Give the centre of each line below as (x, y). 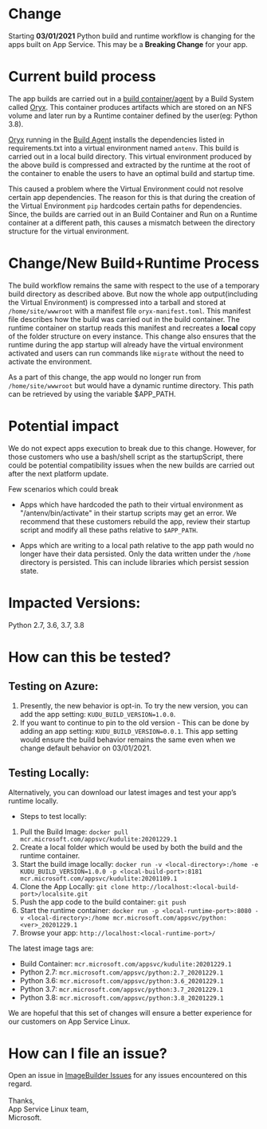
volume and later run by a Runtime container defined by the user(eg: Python (133, 116)
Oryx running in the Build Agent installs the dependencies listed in (116, 139)
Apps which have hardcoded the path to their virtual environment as (132, 504)
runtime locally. (33, 801)
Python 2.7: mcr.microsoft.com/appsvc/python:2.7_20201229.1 (122, 972)
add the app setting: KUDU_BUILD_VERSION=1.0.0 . (98, 714)
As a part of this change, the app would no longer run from (105, 377)
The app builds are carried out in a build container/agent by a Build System (131, 98)
